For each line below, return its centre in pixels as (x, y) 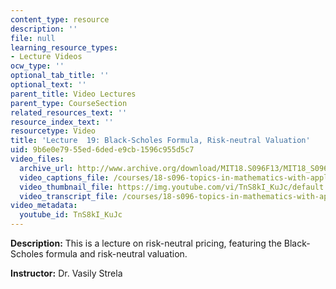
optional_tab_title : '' (60, 76)
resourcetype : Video (53, 131)
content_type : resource (60, 19)
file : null (33, 38)
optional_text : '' (48, 85)
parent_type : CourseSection (69, 103)
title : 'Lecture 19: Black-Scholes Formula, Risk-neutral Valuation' (160, 141)
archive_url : (46, 168)
